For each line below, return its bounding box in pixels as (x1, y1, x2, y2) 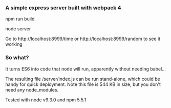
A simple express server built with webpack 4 (5, 4, 121, 11)
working (5, 41, 23, 47)
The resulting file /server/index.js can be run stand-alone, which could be (5, 76, 160, 82)
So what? (5, 54, 29, 61)
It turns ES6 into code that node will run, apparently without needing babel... (5, 66, 166, 72)
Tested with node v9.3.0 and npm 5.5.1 (5, 97, 87, 103)
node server (5, 26, 31, 32)
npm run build (5, 16, 35, 22)
